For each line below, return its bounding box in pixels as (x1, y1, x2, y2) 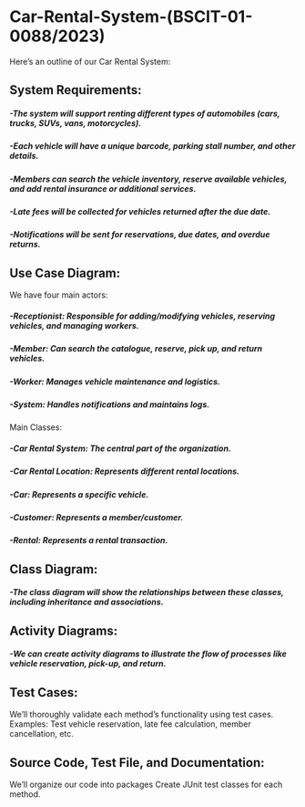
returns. (9, 239, 41, 250)
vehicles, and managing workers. (9, 320, 139, 330)
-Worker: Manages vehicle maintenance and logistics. (9, 376, 221, 387)
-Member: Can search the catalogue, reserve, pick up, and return (9, 343, 263, 354)
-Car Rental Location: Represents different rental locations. (9, 466, 240, 477)
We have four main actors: (9, 289, 108, 300)
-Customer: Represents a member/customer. (9, 512, 184, 523)
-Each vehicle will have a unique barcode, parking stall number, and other (9, 141, 296, 152)
